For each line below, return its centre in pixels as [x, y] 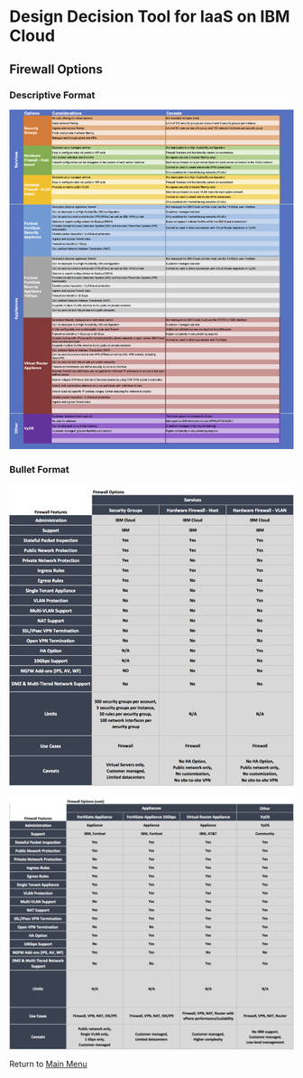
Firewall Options [56, 69]
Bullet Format [39, 470]
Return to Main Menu [48, 1064]
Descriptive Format [52, 95]
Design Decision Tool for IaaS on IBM [150, 17]
